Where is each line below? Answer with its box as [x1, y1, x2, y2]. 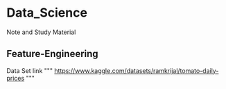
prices [6, 74, 25, 82]
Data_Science [6, 5, 88, 21]
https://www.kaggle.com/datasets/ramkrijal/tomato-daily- [54, 66, 219, 74]
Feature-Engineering [6, 48, 98, 60]
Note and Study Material [6, 28, 76, 36]
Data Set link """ [6, 66, 53, 74]
